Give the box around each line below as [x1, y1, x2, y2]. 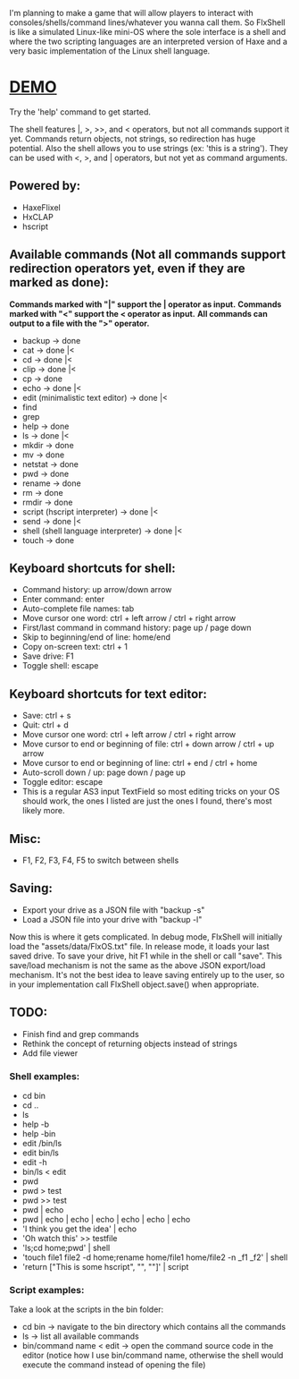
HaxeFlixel [21, 201, 61, 213]
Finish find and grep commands [21, 1028, 140, 1039]
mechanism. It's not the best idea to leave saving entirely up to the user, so [9, 969, 286, 980]
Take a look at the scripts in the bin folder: [9, 1304, 164, 1315]
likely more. [21, 805, 65, 816]
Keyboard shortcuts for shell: [9, 560, 176, 575]
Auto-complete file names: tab [21, 603, 135, 614]
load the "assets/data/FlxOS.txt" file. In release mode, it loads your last [9, 941, 270, 951]
